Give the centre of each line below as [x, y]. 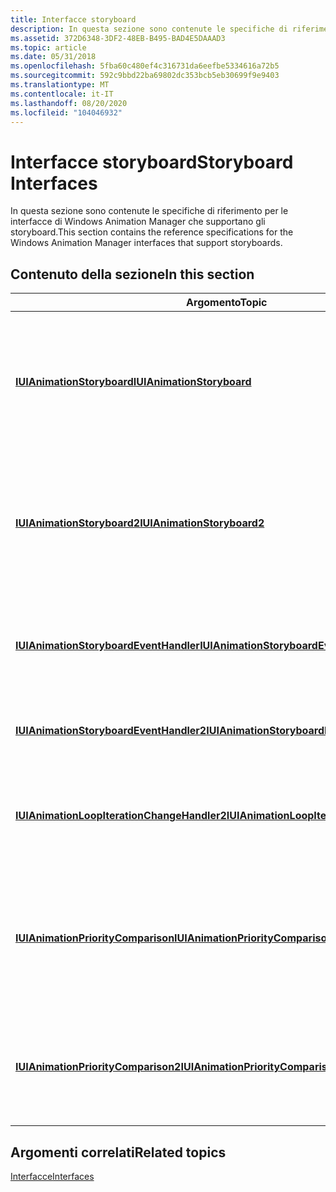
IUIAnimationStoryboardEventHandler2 [111, 731]
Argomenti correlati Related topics [118, 1152]
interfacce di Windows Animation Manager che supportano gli [138, 222]
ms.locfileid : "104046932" [66, 112]
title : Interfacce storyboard [73, 19]
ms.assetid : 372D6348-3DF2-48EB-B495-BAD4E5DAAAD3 [118, 38]
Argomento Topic [227, 303]
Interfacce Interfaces [52, 1176]
